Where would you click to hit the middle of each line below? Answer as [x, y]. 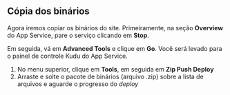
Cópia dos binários [48, 11]
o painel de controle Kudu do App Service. [67, 56]
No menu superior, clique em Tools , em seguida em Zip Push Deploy [115, 69]
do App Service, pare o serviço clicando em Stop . [78, 35]
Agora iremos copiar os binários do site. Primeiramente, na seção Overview [115, 28]
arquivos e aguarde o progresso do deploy [78, 84]
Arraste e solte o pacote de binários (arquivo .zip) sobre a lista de [110, 76]
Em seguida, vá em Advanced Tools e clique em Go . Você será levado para [115, 48]
